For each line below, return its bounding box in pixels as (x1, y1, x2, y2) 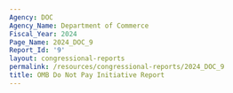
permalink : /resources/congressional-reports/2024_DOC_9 (9, 63, 225, 72)
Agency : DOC (9, 12, 53, 22)
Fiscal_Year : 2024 (9, 29, 77, 38)
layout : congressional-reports (9, 54, 125, 63)
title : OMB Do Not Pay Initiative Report (9, 71, 165, 80)
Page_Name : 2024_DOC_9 (9, 37, 93, 47)
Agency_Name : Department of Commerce (9, 21, 149, 30)
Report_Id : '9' (9, 46, 66, 55)
